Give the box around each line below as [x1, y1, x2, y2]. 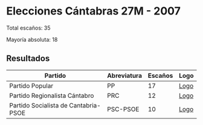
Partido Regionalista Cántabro [9, 91, 94, 100]
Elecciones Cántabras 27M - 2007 [6, 4, 181, 18]
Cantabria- [69, 101, 101, 109]
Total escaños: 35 [6, 24, 51, 31]
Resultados [6, 53, 50, 64]
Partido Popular [9, 82, 54, 90]
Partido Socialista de [9, 101, 68, 109]
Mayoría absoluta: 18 [6, 36, 58, 43]
